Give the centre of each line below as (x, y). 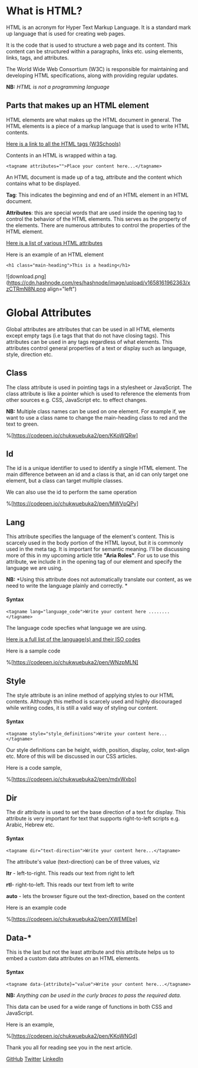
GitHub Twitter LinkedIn (35, 1059)
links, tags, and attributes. (37, 57)
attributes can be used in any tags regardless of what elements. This (89, 342)
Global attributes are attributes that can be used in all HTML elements (90, 329)
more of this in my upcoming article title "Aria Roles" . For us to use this (93, 555)
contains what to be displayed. (43, 183)
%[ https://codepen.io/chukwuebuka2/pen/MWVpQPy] (72, 504)
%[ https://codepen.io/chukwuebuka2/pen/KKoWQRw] (72, 435)
